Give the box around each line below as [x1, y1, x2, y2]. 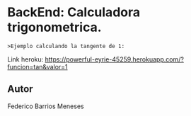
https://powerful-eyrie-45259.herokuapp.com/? [45, 54, 184, 64]
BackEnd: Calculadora [7, 4, 140, 21]
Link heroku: [7, 54, 44, 64]
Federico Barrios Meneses [7, 102, 84, 110]
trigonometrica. [7, 19, 102, 35]
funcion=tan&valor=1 [7, 62, 69, 71]
